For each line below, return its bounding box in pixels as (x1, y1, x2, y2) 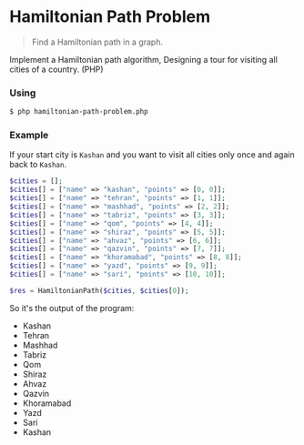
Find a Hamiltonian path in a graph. (31, 36, 164, 47)
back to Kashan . (9, 159, 66, 170)
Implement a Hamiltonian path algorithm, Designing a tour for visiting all (9, 54, 278, 65)
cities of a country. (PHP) (9, 64, 104, 75)
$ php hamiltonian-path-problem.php (9, 107, 148, 116)
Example (9, 129, 49, 142)
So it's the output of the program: (9, 302, 135, 313)
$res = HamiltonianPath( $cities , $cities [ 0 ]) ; (9, 286, 189, 295)
